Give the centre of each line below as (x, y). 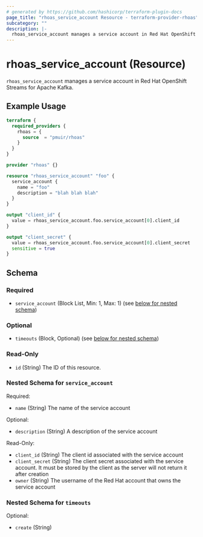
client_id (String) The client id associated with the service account (99, 455)
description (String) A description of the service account (86, 431)
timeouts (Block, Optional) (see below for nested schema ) (87, 339)
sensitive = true (34, 249)
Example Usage (36, 106)
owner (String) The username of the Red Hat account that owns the (98, 480)
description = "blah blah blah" (58, 193)
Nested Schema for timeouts (49, 503)
